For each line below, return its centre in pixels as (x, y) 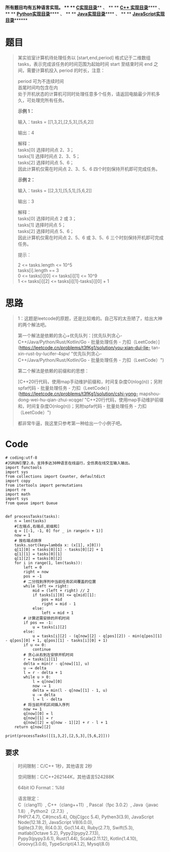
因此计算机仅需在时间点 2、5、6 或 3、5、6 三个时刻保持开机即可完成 (91, 238)
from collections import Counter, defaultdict (55, 476)
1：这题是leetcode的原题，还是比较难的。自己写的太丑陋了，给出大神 (90, 318)
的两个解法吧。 (33, 325)
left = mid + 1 (57, 613)
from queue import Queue (31, 503)
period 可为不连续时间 (41, 81)
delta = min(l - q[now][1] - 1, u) (70, 690)
